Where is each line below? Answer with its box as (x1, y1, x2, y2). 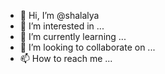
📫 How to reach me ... (19, 53, 113, 64)
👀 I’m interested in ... (19, 20, 105, 32)
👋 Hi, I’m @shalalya (19, 10, 100, 21)
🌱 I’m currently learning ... (19, 31, 127, 42)
